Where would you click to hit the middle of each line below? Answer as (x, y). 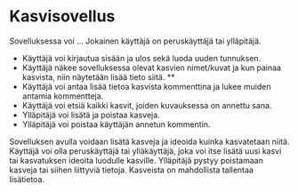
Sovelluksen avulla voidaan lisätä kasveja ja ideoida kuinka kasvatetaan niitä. (149, 141)
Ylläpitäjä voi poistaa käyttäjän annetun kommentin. (116, 124)
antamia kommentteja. (63, 96)
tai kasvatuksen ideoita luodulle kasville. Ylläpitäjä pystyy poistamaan (137, 160)
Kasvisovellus (62, 16)
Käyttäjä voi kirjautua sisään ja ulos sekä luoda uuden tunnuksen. (141, 58)
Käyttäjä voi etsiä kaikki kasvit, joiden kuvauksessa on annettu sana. (147, 105)
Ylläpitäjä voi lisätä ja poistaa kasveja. (91, 115)
